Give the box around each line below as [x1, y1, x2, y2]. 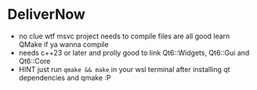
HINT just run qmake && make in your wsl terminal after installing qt [18, 64, 230, 74]
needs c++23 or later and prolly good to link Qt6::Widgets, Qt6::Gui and [18, 48, 250, 57]
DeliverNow [7, 5, 85, 23]
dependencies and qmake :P [18, 73, 111, 82]
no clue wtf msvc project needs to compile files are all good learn [18, 31, 230, 41]
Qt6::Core [18, 56, 51, 66]
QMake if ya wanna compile [18, 39, 109, 49]
